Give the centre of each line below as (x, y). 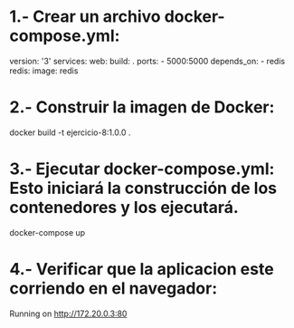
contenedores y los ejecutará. (124, 208)
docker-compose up (47, 232)
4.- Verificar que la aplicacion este (142, 269)
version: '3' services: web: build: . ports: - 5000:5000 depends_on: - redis (147, 61)
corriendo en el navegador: (114, 288)
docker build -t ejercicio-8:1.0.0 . (70, 132)
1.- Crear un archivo (85, 17)
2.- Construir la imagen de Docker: (142, 107)
